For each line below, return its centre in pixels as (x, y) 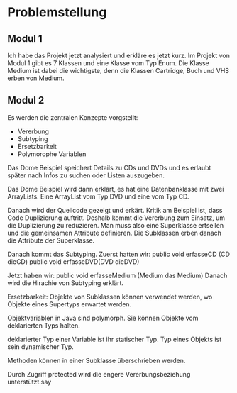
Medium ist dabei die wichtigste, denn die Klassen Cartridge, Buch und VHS (118, 71)
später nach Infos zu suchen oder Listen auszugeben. (86, 175)
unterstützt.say (29, 382)
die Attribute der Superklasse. (51, 240)
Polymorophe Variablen (52, 154)
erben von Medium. (36, 78)
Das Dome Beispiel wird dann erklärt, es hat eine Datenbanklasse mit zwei (116, 189)
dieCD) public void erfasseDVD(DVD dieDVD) (73, 261)
